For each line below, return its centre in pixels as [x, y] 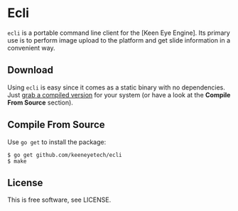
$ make [17, 161]
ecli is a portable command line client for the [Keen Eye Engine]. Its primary [119, 33]
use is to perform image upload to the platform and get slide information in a [119, 40]
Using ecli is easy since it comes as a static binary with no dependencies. [117, 87]
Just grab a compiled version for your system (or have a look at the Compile [119, 94]
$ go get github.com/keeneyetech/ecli [65, 155]
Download [30, 70]
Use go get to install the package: [57, 142]
